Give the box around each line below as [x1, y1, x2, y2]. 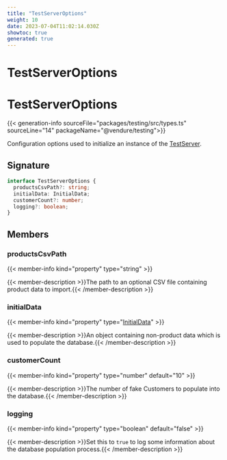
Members [7, 228, 49, 240]
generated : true [7, 36, 53, 43]
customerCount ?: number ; [13, 197, 84, 204]
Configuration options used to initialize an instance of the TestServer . [7, 140, 202, 148]
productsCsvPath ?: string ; [13, 184, 90, 191]
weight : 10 [7, 16, 38, 23]
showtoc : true [7, 29, 48, 36]
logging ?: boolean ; [13, 203, 69, 210]
